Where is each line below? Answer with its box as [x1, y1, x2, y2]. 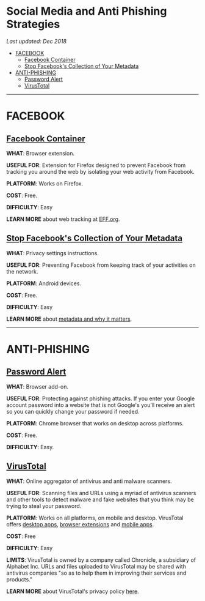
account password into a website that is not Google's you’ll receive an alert [6, 401, 195, 408]
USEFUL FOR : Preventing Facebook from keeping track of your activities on [6, 261, 196, 269]
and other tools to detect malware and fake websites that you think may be [6, 496, 194, 503]
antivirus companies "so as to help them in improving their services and [6, 569, 187, 577]
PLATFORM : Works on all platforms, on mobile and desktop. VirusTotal [6, 514, 184, 521]
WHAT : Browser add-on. [6, 383, 69, 390]
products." [6, 575, 33, 583]
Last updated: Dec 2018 [6, 37, 67, 45]
